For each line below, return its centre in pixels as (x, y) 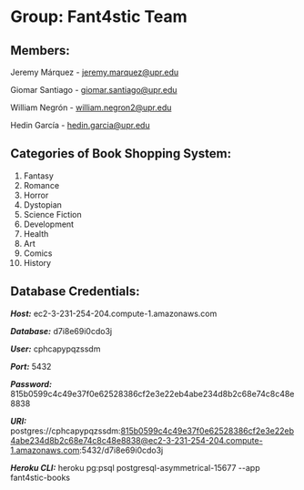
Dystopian (43, 204)
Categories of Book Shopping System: (121, 153)
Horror (36, 195)
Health (36, 233)
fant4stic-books (41, 477)
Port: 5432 (31, 366)
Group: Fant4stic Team (99, 17)
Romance (41, 185)
